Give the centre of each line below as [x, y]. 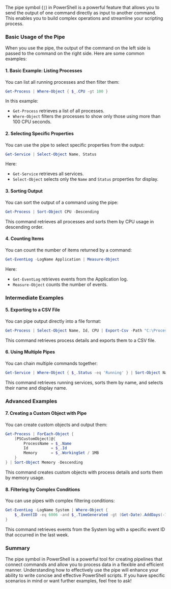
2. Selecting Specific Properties [39, 133]
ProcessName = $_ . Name [48, 443]
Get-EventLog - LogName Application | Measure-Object [62, 259]
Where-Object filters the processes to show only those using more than [87, 116]
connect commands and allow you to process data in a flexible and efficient [84, 564]
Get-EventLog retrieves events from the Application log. [70, 279]
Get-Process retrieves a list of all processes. [59, 111]
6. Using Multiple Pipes [30, 352]
